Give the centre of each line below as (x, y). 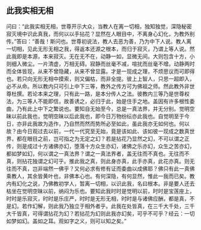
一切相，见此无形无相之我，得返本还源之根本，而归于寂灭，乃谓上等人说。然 (100, 49)
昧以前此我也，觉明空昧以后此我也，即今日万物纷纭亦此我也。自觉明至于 (95, 116)
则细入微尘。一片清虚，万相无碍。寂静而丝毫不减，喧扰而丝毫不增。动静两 (98, 63)
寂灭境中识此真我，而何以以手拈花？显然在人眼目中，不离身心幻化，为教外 (98, 34)
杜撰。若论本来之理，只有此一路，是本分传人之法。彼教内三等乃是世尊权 (100, 93)
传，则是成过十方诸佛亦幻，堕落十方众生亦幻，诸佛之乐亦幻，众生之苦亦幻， (100, 146)
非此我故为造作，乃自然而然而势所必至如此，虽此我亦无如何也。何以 (106, 123)
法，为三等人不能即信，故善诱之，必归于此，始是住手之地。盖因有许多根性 (98, 101)
